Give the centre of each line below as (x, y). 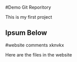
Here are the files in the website (39, 54)
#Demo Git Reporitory (28, 7)
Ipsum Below (26, 33)
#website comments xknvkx (35, 45)
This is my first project (29, 17)
